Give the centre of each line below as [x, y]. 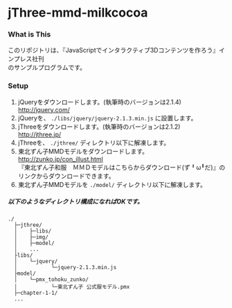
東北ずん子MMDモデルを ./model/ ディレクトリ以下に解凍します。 [112, 184]
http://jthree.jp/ [39, 134]
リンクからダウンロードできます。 [66, 176]
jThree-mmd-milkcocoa [78, 13]
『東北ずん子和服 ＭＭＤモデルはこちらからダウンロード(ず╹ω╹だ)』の [122, 167]
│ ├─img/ [32, 237]
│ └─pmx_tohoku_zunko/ [52, 279]
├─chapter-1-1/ [36, 293]
